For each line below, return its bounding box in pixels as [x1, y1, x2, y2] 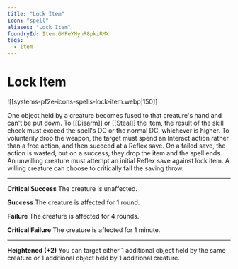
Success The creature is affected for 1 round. [7, 198, 140, 207]
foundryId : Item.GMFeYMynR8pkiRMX [7, 30, 110, 38]
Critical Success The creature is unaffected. [7, 184, 138, 192]
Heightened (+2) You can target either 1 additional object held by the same [7, 246, 227, 254]
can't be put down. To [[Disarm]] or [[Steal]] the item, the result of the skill [7, 119, 225, 127]
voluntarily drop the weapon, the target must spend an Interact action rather [7, 133, 229, 142]
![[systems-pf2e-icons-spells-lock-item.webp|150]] [7, 97, 158, 106]
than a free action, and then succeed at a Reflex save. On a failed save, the [7, 141, 226, 150]
